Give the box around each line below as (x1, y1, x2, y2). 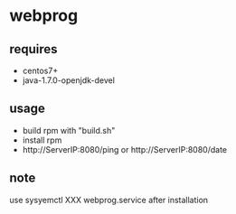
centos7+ (22, 65, 59, 76)
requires (9, 42, 58, 57)
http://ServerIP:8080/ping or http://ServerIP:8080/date (22, 144, 228, 154)
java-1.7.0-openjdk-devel (22, 75, 116, 86)
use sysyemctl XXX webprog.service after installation (9, 194, 209, 205)
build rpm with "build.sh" (22, 125, 116, 135)
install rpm (22, 135, 62, 145)
